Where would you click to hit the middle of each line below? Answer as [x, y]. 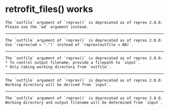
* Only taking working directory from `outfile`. [58, 67]
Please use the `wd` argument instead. [47, 27]
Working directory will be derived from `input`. [58, 84]
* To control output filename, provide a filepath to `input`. [73, 62]
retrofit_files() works [49, 9]
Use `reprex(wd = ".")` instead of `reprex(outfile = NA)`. [70, 44]
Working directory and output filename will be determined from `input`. [84, 102]
